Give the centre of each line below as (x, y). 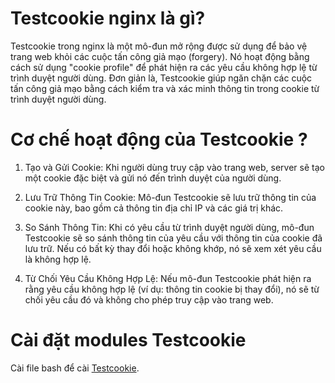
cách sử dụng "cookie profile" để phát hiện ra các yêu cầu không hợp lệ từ (164, 67)
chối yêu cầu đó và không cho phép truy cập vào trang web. (149, 299)
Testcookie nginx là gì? (108, 18)
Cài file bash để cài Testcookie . (75, 368)
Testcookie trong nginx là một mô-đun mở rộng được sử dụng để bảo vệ (159, 46)
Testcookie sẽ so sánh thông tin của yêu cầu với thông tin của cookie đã (173, 238)
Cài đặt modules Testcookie (128, 340)
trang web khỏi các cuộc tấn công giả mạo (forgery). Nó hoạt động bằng (160, 56)
